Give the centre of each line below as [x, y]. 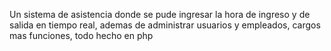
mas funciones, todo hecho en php [81, 35]
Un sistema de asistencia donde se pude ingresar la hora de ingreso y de [160, 14]
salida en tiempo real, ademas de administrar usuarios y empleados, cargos [165, 25]
